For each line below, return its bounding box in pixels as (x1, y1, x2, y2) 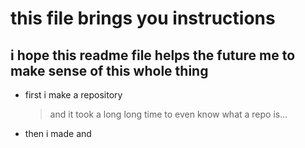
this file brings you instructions (10, 7, 276, 30)
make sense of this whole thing (10, 62, 209, 79)
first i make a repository (24, 89, 123, 101)
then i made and (24, 128, 92, 139)
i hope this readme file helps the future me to (10, 47, 296, 64)
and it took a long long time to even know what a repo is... (49, 108, 288, 120)
